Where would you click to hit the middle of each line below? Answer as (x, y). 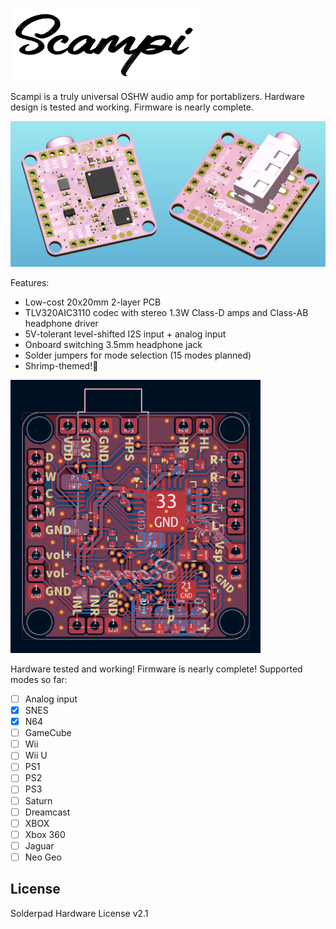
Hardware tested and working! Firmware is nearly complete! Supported (156, 669)
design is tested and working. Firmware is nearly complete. (132, 107)
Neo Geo (43, 857)
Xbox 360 (45, 834)
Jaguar (39, 845)
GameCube (48, 733)
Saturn (38, 800)
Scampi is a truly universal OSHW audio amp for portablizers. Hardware (157, 96)
